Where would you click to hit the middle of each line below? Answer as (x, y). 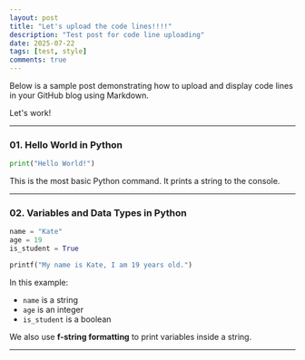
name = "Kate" (36, 232)
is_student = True (44, 249)
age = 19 (26, 240)
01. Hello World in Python (66, 144)
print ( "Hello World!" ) (52, 164)
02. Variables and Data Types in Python (98, 213)
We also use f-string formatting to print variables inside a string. (131, 336)
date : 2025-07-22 (42, 43)
